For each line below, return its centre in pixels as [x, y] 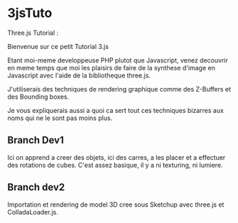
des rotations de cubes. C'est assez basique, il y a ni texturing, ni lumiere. [115, 165]
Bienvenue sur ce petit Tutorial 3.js [58, 46]
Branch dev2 [36, 187]
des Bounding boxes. [38, 97]
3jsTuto [30, 13]
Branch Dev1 [36, 140]
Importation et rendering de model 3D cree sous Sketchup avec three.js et [116, 205]
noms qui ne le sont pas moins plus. [60, 118]
